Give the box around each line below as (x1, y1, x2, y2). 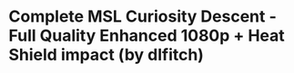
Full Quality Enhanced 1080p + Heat (8, 25, 286, 46)
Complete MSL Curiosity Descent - (8, 6, 277, 27)
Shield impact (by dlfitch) (8, 45, 204, 65)
